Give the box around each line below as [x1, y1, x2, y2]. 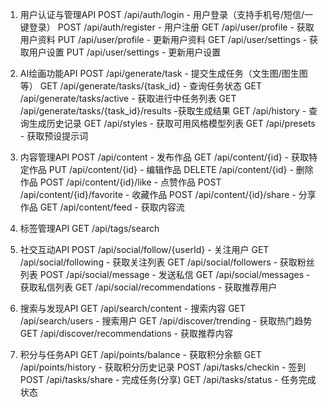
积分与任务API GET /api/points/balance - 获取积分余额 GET [19, 349, 262, 360]
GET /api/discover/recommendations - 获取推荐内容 [19, 328, 233, 339]
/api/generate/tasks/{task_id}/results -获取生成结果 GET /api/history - [19, 105, 307, 117]
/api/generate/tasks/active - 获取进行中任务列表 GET [19, 93, 237, 104]
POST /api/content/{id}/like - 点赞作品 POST [39, 176, 222, 188]
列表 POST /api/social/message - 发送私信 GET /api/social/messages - [19, 269, 311, 280]
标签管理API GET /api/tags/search [19, 223, 160, 234]
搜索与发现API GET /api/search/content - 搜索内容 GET [19, 303, 247, 314]
